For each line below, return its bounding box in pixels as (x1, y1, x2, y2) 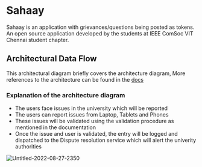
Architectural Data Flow (6, 53, 97, 64)
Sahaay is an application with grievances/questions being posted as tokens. (6, 23, 195, 31)
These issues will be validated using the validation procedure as (14, 118, 174, 125)
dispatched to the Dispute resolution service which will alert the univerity (14, 136, 197, 144)
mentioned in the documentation (14, 124, 96, 131)
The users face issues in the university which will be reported (14, 105, 168, 112)
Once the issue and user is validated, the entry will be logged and (14, 130, 178, 138)
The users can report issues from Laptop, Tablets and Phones (14, 111, 169, 118)
